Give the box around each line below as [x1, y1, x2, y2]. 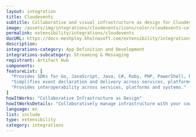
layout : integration [6, 8, 57, 15]
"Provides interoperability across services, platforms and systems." [11, 85, 187, 90]
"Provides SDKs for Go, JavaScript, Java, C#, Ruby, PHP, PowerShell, [11, 73, 187, 79]
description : [6, 41, 38, 47]
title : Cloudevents [6, 14, 54, 20]
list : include [6, 111, 41, 117]
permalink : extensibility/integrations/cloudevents [6, 30, 134, 36]
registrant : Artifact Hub [6, 57, 69, 63]
